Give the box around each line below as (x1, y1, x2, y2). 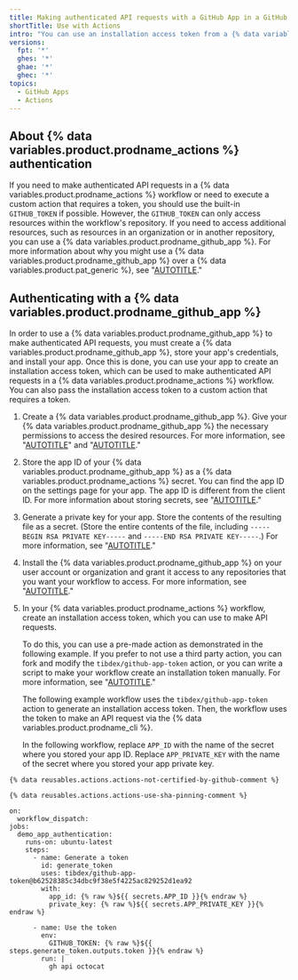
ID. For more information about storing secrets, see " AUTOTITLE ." (21, 495, 262, 505)
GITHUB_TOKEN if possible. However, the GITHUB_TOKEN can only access (9, 208, 262, 219)
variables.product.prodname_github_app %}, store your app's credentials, (9, 347, 279, 357)
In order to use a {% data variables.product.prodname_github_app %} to (9, 328, 273, 339)
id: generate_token (41, 861, 114, 870)
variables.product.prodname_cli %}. (21, 722, 153, 733)
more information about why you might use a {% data (9, 246, 205, 257)
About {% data (9, 128, 93, 143)
